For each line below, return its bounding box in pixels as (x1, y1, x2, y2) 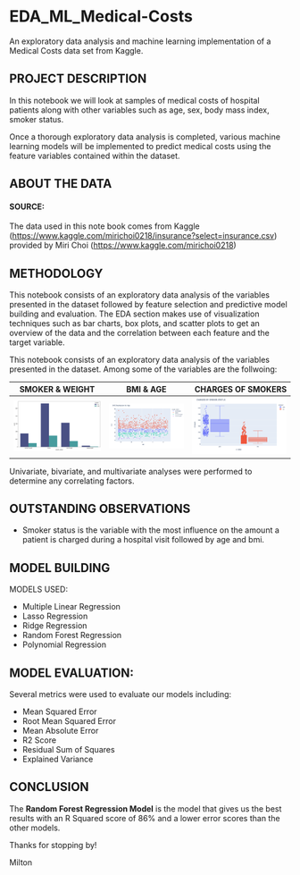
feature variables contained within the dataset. (9, 150, 180, 161)
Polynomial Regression (21, 639, 107, 650)
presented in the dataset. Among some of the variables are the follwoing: (9, 364, 278, 374)
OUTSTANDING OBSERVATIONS (9, 501, 191, 516)
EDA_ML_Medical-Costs (9, 6, 194, 27)
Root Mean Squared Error (21, 716, 116, 727)
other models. (9, 822, 61, 833)
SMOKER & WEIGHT (19, 383, 96, 394)
